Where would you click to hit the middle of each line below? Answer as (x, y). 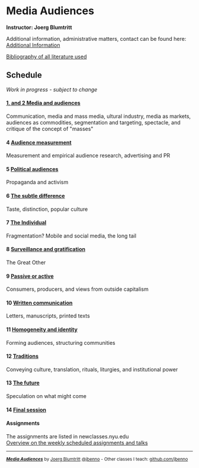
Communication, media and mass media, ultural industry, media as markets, (99, 116)
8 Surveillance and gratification (46, 249)
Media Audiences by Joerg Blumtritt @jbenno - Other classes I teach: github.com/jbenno (97, 459)
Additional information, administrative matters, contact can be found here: (96, 39)
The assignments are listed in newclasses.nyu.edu (68, 436)
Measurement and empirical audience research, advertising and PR (88, 156)
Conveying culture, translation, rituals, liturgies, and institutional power (92, 369)
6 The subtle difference (36, 195)
